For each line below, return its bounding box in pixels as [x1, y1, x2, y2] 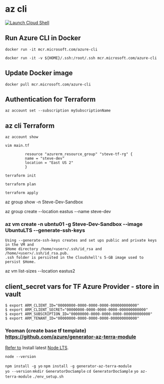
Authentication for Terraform [5, 95, 96, 104]
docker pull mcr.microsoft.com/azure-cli [5, 82, 91, 87]
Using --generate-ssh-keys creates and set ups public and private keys [5, 238, 157, 243]
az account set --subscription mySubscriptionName [5, 108, 111, 113]
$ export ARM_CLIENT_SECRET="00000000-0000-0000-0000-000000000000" [5, 307, 148, 312]
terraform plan [5, 182, 36, 187]
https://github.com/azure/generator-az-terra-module [5, 333, 137, 340]
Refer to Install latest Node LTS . [5, 345, 69, 351]
